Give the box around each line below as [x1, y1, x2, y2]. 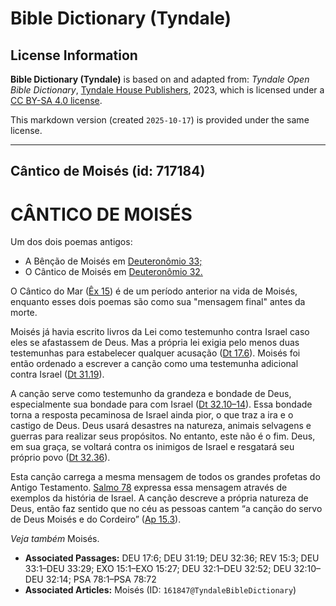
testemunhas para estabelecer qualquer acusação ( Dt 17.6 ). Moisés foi [10, 347, 301, 359]
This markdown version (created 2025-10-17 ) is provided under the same [10, 114, 310, 126]
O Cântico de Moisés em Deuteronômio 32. [24, 266, 203, 278]
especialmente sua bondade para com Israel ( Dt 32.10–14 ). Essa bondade [10, 398, 313, 411]
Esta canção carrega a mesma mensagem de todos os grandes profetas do [10, 471, 321, 483]
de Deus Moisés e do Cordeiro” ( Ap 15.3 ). [10, 513, 182, 526]
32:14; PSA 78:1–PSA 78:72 [45, 573, 157, 586]
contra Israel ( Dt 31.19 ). [10, 368, 105, 381]
